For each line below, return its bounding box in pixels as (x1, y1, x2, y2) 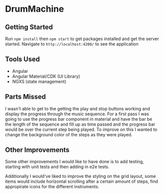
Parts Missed (5, 93, 46, 101)
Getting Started (5, 23, 53, 31)
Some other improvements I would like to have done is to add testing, (5, 159, 144, 165)
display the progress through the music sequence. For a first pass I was (5, 111, 149, 117)
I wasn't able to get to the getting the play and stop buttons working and (5, 106, 150, 111)
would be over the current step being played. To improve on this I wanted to (5, 126, 158, 132)
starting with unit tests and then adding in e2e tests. (5, 164, 110, 170)
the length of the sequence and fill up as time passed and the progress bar (5, 121, 155, 127)
